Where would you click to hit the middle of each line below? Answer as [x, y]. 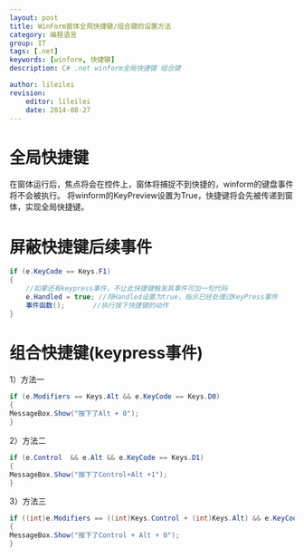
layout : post [34, 18]
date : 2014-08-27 [58, 110]
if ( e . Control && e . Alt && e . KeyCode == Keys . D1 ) [107, 457]
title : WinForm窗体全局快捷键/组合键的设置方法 [90, 26]
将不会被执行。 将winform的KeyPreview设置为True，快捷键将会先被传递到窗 [152, 196]
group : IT [28, 43]
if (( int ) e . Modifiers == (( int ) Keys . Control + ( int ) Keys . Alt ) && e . [141, 519]
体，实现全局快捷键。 [49, 207]
